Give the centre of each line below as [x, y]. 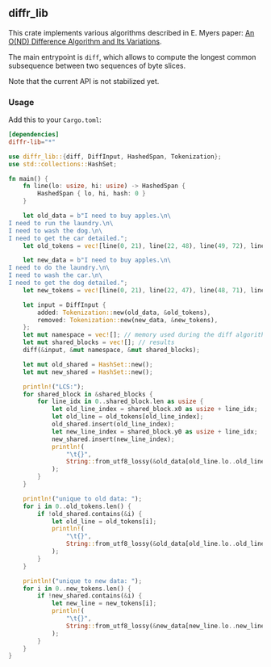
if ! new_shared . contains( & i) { [90, 596]
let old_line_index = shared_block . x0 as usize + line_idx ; [154, 409]
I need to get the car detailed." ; [68, 238]
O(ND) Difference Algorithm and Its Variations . [85, 41]
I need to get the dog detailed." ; [68, 283]
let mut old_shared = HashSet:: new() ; [88, 364]
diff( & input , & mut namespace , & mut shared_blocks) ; [111, 350]
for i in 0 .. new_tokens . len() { [77, 589]
